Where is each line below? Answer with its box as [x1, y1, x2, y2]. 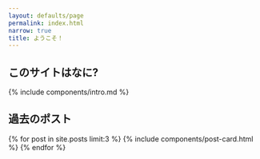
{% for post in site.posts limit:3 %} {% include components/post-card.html [8, 133, 254, 144]
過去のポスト [8, 113, 72, 126]
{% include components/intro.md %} [8, 87, 130, 97]
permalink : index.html [8, 19, 84, 27]
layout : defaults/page [8, 11, 84, 20]
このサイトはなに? [8, 66, 98, 79]
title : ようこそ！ [8, 34, 64, 42]
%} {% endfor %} [8, 142, 66, 152]
